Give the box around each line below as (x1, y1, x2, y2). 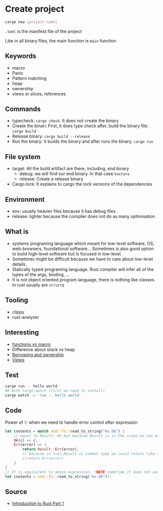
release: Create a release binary (19, 176, 83, 182)
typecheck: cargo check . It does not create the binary (12, 118, 119, 124)
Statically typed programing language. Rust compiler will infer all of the (12, 266, 154, 272)
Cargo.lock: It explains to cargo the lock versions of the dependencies (12, 181, 153, 187)
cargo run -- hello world (5, 384, 57, 389)
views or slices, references (12, 91, 66, 97)
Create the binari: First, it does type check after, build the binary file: (12, 123, 149, 129)
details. (12, 261, 27, 267)
